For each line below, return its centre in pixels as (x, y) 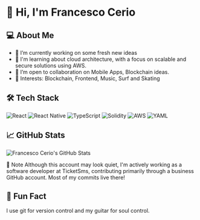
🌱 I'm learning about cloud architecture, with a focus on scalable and (101, 59)
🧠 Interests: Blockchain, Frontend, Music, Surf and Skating (87, 78)
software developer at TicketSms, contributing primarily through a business (100, 171)
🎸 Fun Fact (26, 196)
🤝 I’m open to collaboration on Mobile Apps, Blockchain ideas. (92, 72)
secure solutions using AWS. (50, 65)
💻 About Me (30, 35)
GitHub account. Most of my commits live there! (66, 177)
